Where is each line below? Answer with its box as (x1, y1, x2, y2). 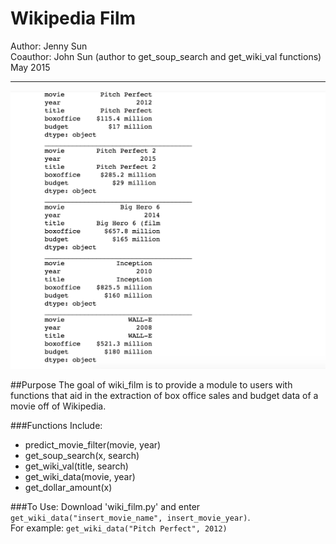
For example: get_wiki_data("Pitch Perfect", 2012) (10, 522, 228, 534)
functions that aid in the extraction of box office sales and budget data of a (10, 390, 319, 402)
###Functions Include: (10, 420, 103, 432)
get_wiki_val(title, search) (24, 460, 129, 472)
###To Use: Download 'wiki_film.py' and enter (10, 501, 201, 513)
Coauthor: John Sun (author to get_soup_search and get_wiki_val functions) (10, 50, 322, 62)
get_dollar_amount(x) (24, 482, 113, 494)
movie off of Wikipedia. (10, 400, 107, 412)
